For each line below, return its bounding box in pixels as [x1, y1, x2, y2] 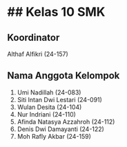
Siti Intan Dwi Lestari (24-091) [17, 95, 102, 104]
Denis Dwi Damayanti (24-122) [17, 125, 105, 133]
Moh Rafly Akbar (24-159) [17, 132, 92, 140]
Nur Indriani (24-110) [17, 110, 76, 118]
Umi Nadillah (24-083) [17, 88, 81, 97]
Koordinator [7, 32, 60, 43]
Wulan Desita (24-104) [17, 103, 82, 111]
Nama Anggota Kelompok [7, 70, 120, 81]
